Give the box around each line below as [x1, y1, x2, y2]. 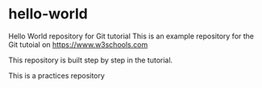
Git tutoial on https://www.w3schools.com [8, 39, 148, 49]
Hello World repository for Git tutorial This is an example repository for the [8, 31, 255, 41]
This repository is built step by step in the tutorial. [8, 55, 173, 65]
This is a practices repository [8, 70, 105, 80]
